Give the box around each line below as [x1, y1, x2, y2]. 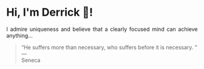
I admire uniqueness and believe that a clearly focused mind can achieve [6, 25, 198, 33]
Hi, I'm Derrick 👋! [6, 5, 93, 19]
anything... [6, 31, 33, 39]
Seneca [21, 56, 41, 64]
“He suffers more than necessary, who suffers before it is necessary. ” [21, 44, 197, 51]
